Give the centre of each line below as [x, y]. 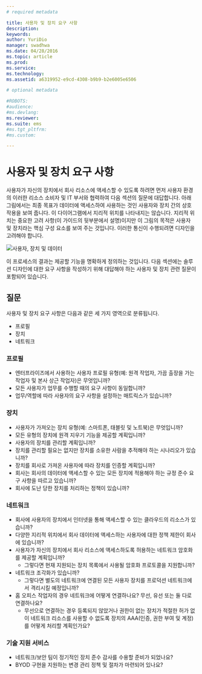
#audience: [20, 107]
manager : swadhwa [28, 45]
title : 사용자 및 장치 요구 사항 [42, 23]
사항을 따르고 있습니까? [49, 480]
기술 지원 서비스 [28, 642]
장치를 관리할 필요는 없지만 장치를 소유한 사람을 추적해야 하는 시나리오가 [100, 450]
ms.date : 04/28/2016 [32, 51]
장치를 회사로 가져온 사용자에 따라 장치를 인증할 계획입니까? [85, 465]
